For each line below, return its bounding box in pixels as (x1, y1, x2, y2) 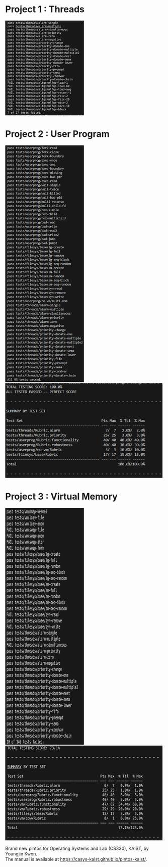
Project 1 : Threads (5, 4, 85, 15)
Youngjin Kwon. (5, 850, 38, 857)
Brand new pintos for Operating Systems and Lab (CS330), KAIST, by (5, 845, 149, 851)
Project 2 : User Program (5, 128, 110, 140)
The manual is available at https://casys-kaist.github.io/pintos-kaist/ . (5, 856, 147, 862)
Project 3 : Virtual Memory (5, 491, 118, 502)
